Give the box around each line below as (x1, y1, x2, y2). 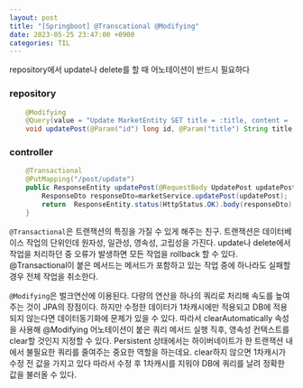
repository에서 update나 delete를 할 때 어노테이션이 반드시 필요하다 (9, 64, 251, 75)
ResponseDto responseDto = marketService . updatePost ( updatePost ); (41, 191, 289, 201)
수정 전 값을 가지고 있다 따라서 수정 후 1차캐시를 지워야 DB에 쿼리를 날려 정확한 (9, 357, 286, 368)
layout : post (9, 13, 59, 23)
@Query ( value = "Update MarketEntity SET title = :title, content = (25, 116, 289, 125)
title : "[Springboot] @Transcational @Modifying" (9, 22, 200, 31)
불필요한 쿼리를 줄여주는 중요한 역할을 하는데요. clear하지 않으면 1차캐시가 (25, 346, 287, 357)
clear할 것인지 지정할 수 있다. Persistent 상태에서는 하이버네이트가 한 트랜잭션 (9, 335, 284, 346)
